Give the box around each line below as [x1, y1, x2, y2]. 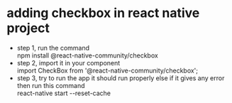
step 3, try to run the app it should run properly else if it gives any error [16, 73, 225, 82]
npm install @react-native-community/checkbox [16, 51, 159, 60]
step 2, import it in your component [16, 58, 121, 67]
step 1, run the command [16, 43, 90, 52]
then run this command [16, 81, 85, 90]
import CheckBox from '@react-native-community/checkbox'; [16, 66, 199, 75]
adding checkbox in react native [6, 5, 200, 21]
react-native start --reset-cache [16, 89, 111, 97]
